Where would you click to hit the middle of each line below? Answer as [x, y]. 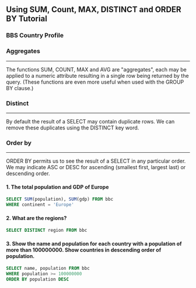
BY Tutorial [27, 19]
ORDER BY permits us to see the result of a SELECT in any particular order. [96, 161]
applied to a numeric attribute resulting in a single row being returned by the [97, 76]
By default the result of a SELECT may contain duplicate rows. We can [90, 121]
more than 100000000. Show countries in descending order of [84, 250]
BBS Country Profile [35, 36]
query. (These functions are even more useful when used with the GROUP [95, 82]
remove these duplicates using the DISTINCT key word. [73, 128]
